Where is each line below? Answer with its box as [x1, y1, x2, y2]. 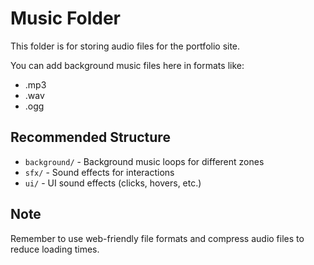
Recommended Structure [10, 129, 171, 146]
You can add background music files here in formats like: [10, 59, 245, 71]
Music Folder [10, 7, 122, 30]
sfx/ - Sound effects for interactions [24, 166, 175, 178]
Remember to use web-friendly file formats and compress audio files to [10, 232, 305, 244]
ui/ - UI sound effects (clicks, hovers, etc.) [24, 177, 202, 189]
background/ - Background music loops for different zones [24, 155, 265, 167]
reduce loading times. [10, 243, 100, 255]
